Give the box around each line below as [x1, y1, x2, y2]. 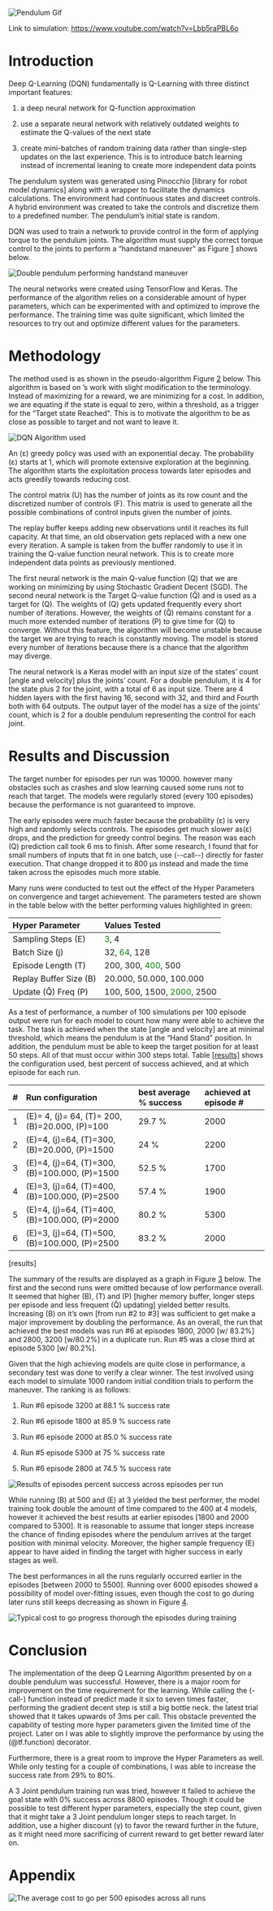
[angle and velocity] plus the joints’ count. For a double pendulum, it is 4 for [8, 675, 262, 685]
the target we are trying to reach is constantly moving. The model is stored [8, 634, 258, 643]
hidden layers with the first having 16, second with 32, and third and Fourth [8, 692, 259, 702]
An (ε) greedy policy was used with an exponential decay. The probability [8, 448, 254, 458]
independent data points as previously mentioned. [8, 557, 176, 567]
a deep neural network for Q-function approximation [19, 102, 196, 113]
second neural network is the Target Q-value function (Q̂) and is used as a [8, 590, 258, 600]
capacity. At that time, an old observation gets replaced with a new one [8, 531, 247, 541]
